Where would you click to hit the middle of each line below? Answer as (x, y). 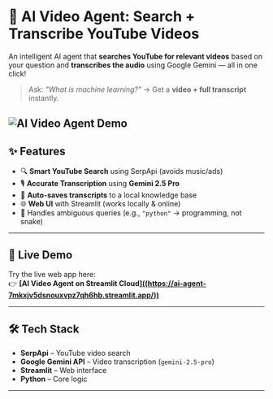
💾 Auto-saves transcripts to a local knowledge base (108, 195)
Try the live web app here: (52, 274)
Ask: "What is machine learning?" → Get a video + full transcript (137, 89)
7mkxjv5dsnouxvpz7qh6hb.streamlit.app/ (81, 295)
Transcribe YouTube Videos (104, 34)
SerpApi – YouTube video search (75, 353)
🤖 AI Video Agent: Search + (102, 17)
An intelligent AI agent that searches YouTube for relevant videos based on (135, 56)
